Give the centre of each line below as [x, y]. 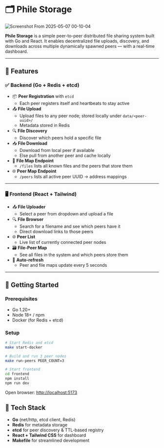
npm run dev [17, 383]
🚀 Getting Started [32, 285]
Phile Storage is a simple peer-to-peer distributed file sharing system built [80, 36]
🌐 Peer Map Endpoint [34, 171]
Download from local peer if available [57, 150]
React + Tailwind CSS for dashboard [49, 435]
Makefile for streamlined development [51, 440]
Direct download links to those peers [56, 231]
